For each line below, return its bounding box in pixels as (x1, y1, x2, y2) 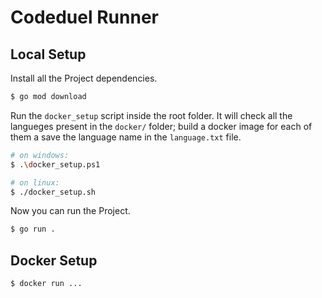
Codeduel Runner (10, 6, 159, 29)
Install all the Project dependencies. (10, 72, 158, 84)
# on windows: (10, 150, 70, 160)
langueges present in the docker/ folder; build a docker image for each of (10, 120, 313, 132)
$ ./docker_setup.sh (10, 187, 97, 197)
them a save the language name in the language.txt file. (10, 131, 242, 143)
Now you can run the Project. (10, 205, 131, 217)
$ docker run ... (10, 279, 83, 289)
